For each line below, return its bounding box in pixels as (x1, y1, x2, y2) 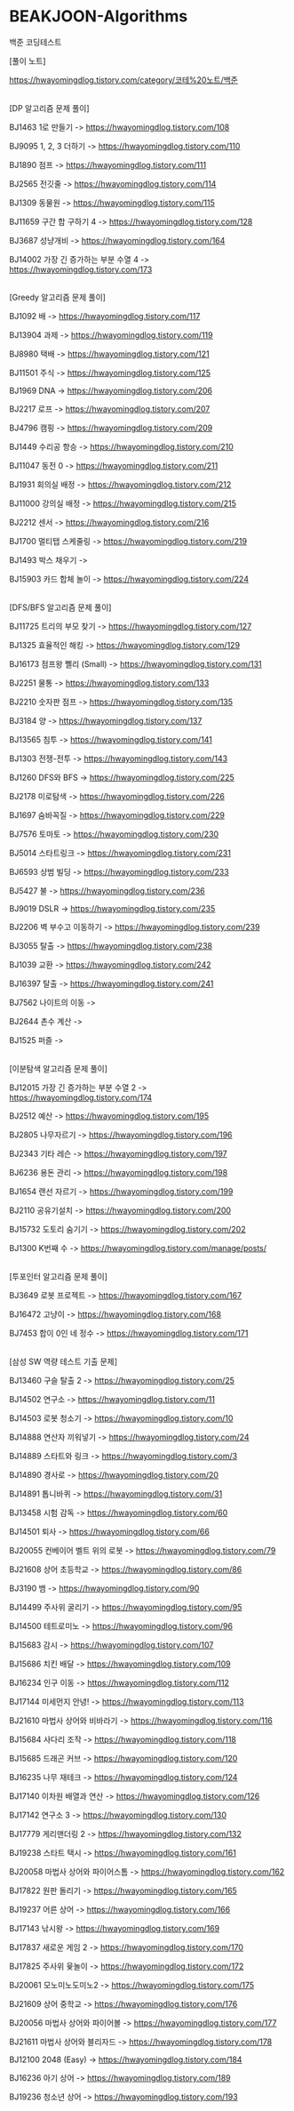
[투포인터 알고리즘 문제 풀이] (9, 1271, 108, 1281)
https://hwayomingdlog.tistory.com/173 (9, 264, 153, 275)
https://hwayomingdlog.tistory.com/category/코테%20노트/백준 (9, 74, 238, 85)
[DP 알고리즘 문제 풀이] (9, 102, 91, 113)
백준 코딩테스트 (9, 36, 62, 47)
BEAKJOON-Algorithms (9, 6, 188, 27)
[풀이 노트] (9, 55, 46, 66)
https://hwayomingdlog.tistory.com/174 (9, 1092, 153, 1103)
